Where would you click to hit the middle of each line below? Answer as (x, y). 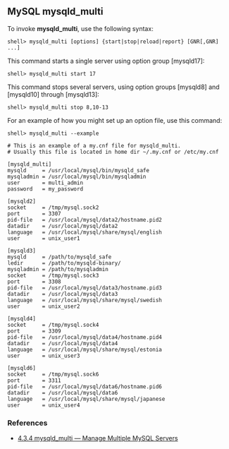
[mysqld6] (22, 368)
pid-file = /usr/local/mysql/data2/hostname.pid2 (85, 220)
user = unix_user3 (44, 356)
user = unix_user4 (44, 405)
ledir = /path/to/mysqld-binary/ (64, 263)
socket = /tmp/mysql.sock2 (53, 208)
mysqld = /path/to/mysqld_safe (60, 257)
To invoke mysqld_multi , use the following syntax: (80, 28)
